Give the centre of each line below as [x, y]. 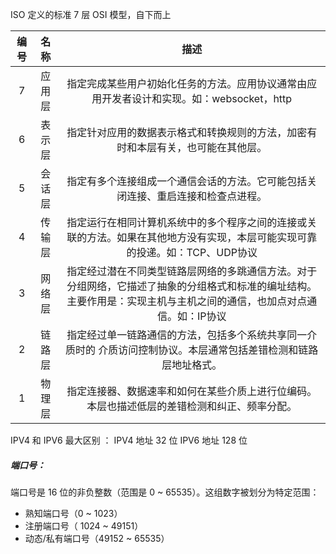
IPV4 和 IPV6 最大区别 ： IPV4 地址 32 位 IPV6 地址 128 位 [129, 440]
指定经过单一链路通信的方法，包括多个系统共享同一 [187, 335]
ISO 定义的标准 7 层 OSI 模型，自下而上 [91, 14]
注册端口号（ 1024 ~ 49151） [84, 525]
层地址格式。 [192, 365]
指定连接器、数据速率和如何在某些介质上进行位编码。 [192, 391]
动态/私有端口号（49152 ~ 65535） [97, 538]
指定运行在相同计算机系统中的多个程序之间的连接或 [187, 222]
